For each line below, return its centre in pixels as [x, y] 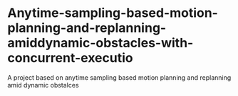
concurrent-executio [70, 58]
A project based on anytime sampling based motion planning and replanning [119, 77]
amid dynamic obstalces [43, 85]
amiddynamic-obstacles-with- [100, 43]
